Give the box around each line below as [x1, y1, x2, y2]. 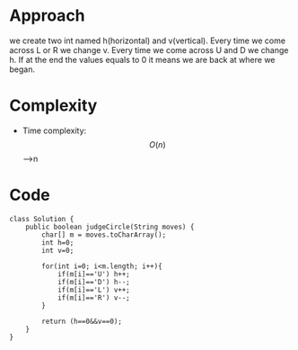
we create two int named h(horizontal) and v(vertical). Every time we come [9, 35, 285, 46]
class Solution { [9, 214, 74, 223]
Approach [9, 5, 85, 26]
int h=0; [41, 238, 74, 247]
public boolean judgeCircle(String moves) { [25, 222, 195, 231]
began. [9, 64, 36, 75]
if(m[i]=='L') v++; [57, 285, 130, 294]
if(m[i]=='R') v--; [57, 293, 130, 302]
